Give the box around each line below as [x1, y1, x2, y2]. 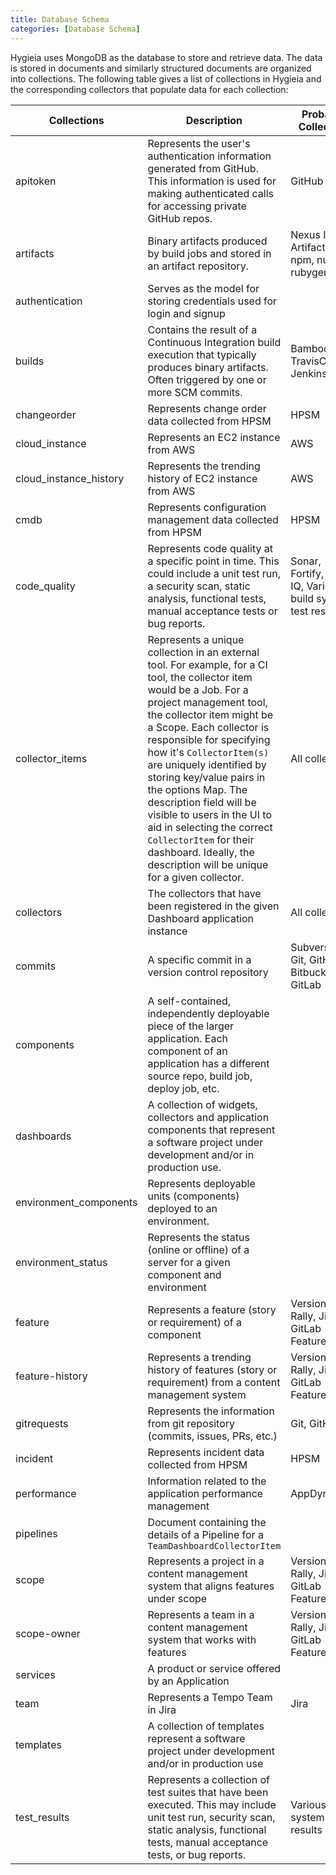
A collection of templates [147, 1719, 265, 1733]
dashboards [15, 1129, 72, 1143]
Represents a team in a [147, 1607, 255, 1621]
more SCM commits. [147, 385, 243, 399]
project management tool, [147, 695, 268, 709]
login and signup [147, 306, 226, 320]
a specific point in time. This [147, 554, 280, 568]
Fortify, [290, 566, 325, 580]
